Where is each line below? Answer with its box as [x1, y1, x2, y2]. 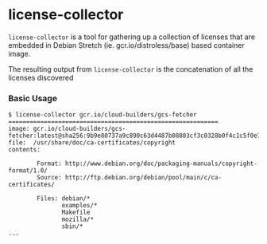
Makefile [61, 209, 91, 217]
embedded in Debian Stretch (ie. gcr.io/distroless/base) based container [8, 40, 245, 49]
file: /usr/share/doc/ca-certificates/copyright [8, 139, 176, 147]
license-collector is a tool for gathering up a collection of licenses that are [8, 32, 256, 41]
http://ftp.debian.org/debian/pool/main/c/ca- [64, 174, 222, 182]
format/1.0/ [8, 167, 48, 175]
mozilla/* [61, 215, 94, 224]
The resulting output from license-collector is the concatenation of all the [8, 64, 253, 73]
